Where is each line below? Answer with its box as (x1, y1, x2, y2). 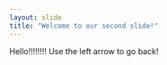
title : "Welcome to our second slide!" (9, 21, 159, 30)
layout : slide (9, 12, 63, 22)
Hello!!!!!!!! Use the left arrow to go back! (9, 45, 159, 56)
